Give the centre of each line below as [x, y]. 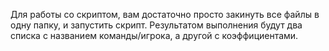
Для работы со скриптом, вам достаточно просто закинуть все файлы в [165, 14]
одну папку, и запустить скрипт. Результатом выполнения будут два [156, 25]
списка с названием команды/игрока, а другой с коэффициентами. [154, 35]
